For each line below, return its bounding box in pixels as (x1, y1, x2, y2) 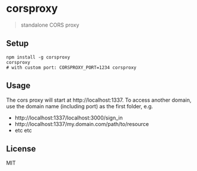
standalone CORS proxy (20, 21, 80, 28)
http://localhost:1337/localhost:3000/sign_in (14, 114, 123, 121)
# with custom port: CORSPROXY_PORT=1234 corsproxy (6, 64, 136, 70)
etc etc (14, 127, 32, 134)
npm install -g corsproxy (6, 54, 70, 60)
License (6, 144, 36, 154)
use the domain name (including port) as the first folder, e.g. (6, 102, 153, 109)
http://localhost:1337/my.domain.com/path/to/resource (14, 120, 150, 127)
